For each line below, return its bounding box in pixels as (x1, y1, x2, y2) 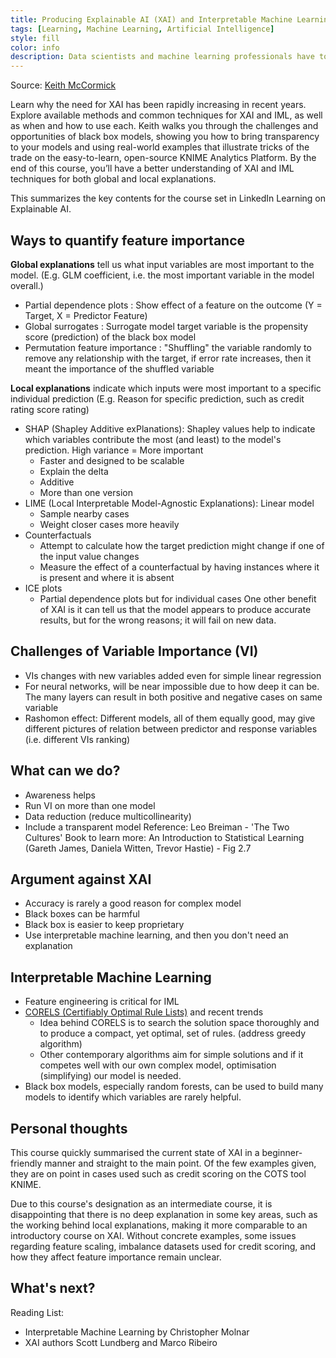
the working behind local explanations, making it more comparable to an (10, 1219, 308, 1231)
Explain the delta (39, 465, 109, 477)
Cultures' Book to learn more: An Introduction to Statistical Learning (24, 831, 305, 843)
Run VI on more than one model (24, 799, 156, 811)
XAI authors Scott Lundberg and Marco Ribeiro (24, 1336, 218, 1348)
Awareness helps (24, 789, 96, 801)
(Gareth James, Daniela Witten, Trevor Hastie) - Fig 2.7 (24, 842, 252, 854)
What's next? (10, 1280, 96, 1297)
